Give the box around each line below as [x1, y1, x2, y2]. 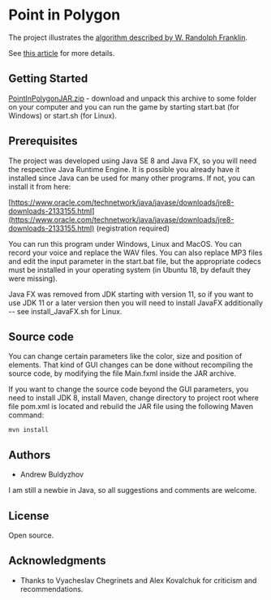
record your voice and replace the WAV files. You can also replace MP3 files [8, 248, 263, 257]
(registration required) [96, 223, 170, 233]
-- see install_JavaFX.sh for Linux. [8, 306, 123, 316]
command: [8, 410, 45, 420]
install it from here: [8, 181, 71, 192]
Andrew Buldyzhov [19, 469, 84, 480]
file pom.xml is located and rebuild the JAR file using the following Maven [8, 402, 254, 412]
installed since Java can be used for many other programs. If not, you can [8, 173, 256, 183]
